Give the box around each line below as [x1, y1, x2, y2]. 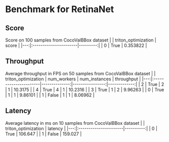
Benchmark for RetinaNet [5, 4, 114, 15]
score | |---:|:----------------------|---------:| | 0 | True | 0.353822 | [5, 42, 147, 49]
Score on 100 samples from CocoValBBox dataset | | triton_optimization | [5, 37, 157, 43]
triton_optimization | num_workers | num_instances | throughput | [5, 76, 141, 82]
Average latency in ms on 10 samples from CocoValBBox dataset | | [5, 120, 145, 126]
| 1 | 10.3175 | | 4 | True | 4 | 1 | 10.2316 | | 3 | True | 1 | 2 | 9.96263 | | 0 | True [5, 86, 164, 92]
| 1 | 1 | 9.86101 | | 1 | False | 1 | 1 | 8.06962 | [5, 92, 95, 98]
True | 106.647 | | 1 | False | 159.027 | [5, 130, 82, 137]
